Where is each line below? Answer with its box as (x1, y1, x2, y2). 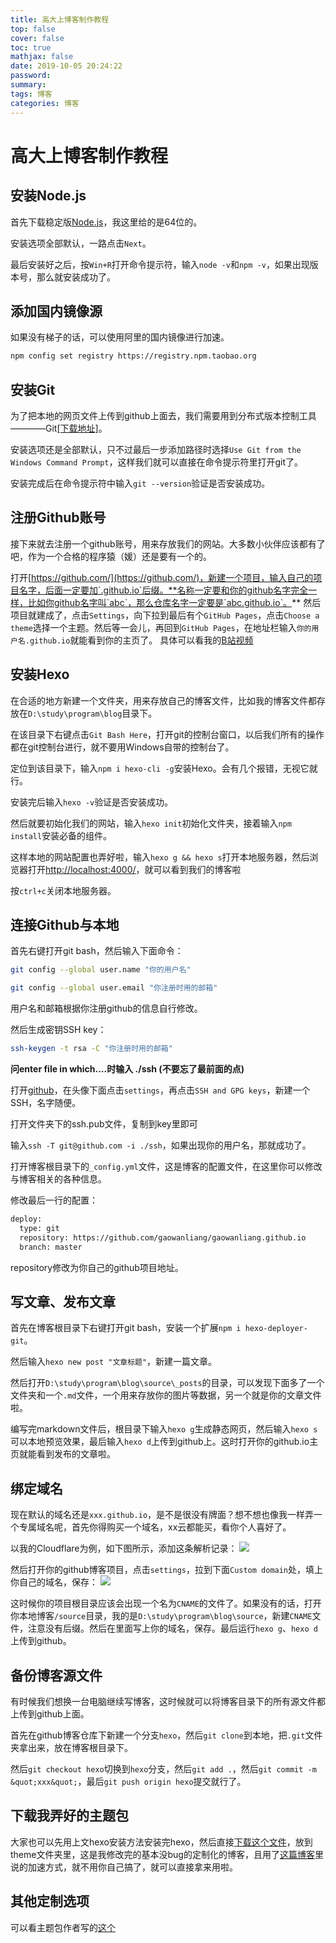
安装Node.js (10, 187, 87, 205)
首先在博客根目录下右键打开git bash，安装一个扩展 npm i (10, 1322, 242, 1334)
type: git (19, 1223, 60, 1233)
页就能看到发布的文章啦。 (10, 1448, 116, 1460)
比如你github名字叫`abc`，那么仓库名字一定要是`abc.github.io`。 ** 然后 (27, 596, 322, 608)
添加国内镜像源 (10, 302, 103, 320)
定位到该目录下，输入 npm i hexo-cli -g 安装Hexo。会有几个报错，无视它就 (10, 762, 318, 774)
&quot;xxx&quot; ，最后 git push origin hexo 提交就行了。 (10, 1776, 247, 1787)
